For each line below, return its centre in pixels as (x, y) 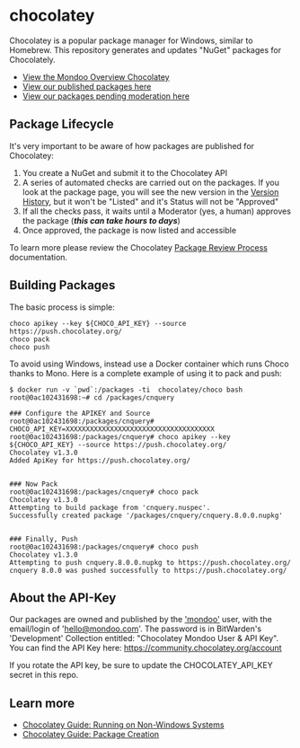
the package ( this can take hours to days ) (101, 220)
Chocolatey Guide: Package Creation (91, 735)
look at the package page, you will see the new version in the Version (150, 192)
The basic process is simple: (62, 307)
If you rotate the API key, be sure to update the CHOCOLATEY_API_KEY (141, 665)
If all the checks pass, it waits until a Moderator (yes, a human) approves (157, 211)
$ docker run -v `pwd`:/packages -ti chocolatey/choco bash (126, 390)
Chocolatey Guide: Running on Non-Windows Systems (123, 725)
